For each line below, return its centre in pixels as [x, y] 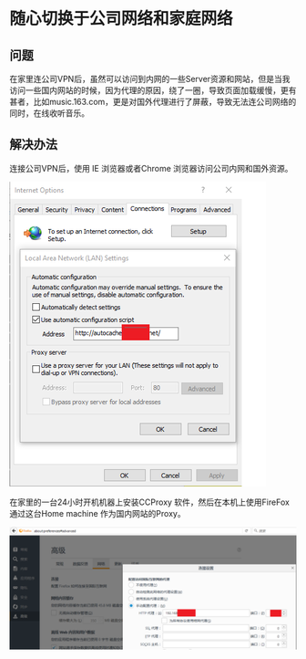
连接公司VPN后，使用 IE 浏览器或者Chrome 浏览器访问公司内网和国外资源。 [151, 168]
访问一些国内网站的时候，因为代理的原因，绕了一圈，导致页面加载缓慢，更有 [153, 90]
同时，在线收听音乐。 [49, 113]
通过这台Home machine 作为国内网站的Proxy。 [97, 513]
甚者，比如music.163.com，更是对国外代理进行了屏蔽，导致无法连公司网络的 [153, 102]
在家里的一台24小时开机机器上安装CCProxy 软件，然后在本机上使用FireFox [149, 502]
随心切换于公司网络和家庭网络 [122, 19]
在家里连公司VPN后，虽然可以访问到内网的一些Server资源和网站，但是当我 [150, 79]
